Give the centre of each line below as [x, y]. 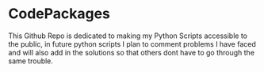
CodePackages [59, 14]
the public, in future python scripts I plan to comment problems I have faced [132, 44]
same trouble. [31, 61]
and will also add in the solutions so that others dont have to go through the [132, 52]
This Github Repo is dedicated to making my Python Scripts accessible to [128, 36]
